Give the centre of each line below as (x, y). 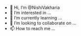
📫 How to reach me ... (32, 28)
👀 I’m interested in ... (30, 13)
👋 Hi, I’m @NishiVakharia (35, 8)
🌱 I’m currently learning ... (36, 18)
